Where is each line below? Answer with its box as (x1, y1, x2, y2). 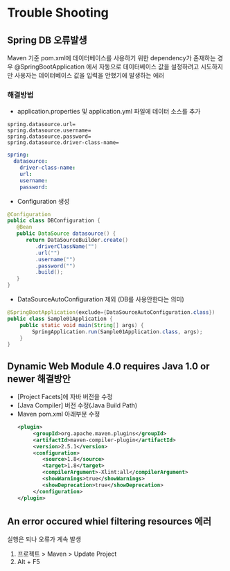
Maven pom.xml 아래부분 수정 (17, 410, 100, 419)
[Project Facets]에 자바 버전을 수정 (17, 393, 113, 401)
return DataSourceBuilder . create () (25, 237, 129, 244)
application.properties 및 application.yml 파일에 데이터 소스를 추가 (17, 107, 201, 116)
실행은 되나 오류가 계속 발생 (7, 535, 82, 543)
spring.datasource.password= (7, 133, 91, 140)
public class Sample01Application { (7, 315, 113, 322)
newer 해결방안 (7, 373, 71, 385)
